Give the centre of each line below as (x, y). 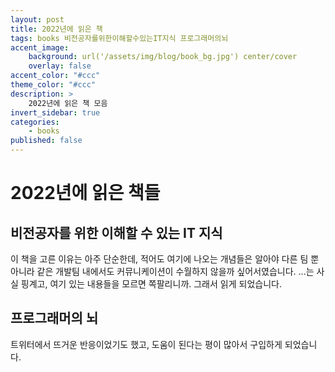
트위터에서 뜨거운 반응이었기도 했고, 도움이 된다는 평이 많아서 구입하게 (146, 344)
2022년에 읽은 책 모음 (68, 103)
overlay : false (60, 66)
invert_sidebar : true (55, 112)
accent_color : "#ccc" (55, 76)
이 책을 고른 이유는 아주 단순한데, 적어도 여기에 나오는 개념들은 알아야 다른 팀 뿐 (165, 259)
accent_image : (40, 47)
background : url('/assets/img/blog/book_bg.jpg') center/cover (163, 57)
